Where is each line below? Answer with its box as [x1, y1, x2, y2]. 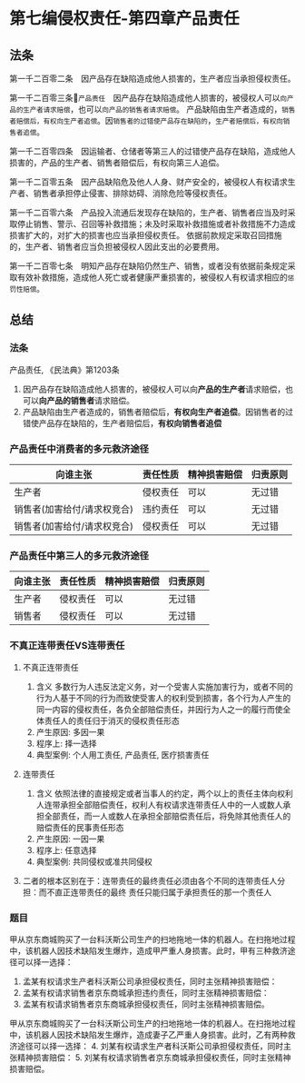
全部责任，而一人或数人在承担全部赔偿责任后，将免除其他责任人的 [44, 810, 291, 821]
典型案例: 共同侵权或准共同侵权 [35, 856, 152, 867]
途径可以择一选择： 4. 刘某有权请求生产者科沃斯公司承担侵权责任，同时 [16, 1040, 284, 1051]
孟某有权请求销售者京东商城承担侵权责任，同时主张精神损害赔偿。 [22, 999, 270, 1009]
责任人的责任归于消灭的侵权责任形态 [44, 715, 180, 726]
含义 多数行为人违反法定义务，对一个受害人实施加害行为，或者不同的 [35, 681, 293, 691]
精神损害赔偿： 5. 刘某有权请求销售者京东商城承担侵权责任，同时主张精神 [16, 1051, 291, 1063]
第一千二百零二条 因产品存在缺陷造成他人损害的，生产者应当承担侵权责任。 [9, 74, 296, 84]
